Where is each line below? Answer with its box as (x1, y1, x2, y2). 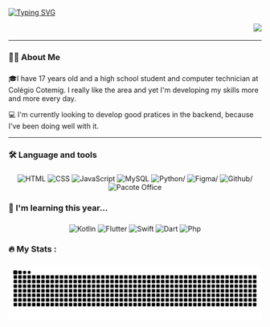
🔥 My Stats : (8, 244, 57, 255)
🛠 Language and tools (8, 149, 98, 160)
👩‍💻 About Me (8, 51, 60, 63)
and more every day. (8, 93, 76, 103)
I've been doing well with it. (8, 121, 99, 131)
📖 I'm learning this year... (8, 202, 108, 213)
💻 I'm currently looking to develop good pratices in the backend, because (8, 109, 254, 119)
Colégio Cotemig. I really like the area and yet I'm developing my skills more (8, 85, 259, 95)
